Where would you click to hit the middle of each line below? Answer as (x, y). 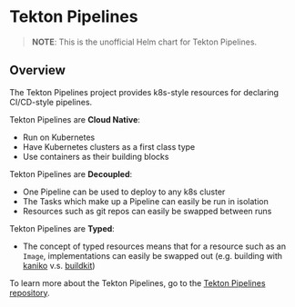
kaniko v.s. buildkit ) (59, 265)
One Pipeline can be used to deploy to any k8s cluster (124, 192)
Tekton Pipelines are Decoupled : (71, 173)
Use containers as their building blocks (96, 156)
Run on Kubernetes (59, 137)
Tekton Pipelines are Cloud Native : (75, 119)
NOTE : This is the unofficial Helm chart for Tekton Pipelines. (144, 42)
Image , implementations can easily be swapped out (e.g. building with (153, 255)
